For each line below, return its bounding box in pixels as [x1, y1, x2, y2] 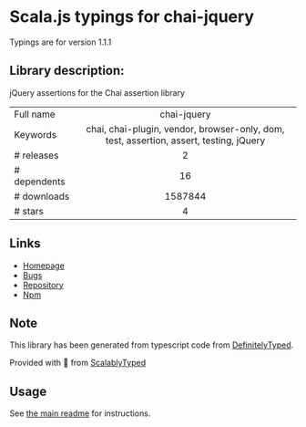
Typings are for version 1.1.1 [9, 36, 112, 47]
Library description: [9, 63, 125, 78]
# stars [14, 204, 44, 217]
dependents [14, 175, 66, 188]
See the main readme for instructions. [9, 408, 151, 419]
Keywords [14, 128, 57, 141]
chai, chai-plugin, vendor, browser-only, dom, [86, 122, 285, 135]
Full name [14, 108, 56, 120]
